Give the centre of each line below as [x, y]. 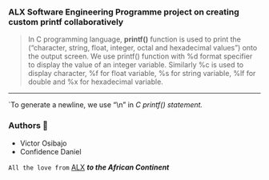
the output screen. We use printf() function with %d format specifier [140, 56]
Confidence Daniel [50, 151]
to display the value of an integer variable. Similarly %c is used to [136, 65]
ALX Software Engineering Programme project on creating [124, 12]
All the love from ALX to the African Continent [89, 167]
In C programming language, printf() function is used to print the [134, 39]
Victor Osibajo [43, 143]
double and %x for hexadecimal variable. [96, 82]
